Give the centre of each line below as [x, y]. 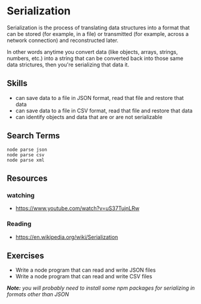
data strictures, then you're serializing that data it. [68, 65]
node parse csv [26, 155]
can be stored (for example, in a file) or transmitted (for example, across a [98, 34]
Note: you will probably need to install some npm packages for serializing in [101, 288]
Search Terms [33, 136]
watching [21, 195]
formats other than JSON [38, 294]
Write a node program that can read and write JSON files [86, 270]
